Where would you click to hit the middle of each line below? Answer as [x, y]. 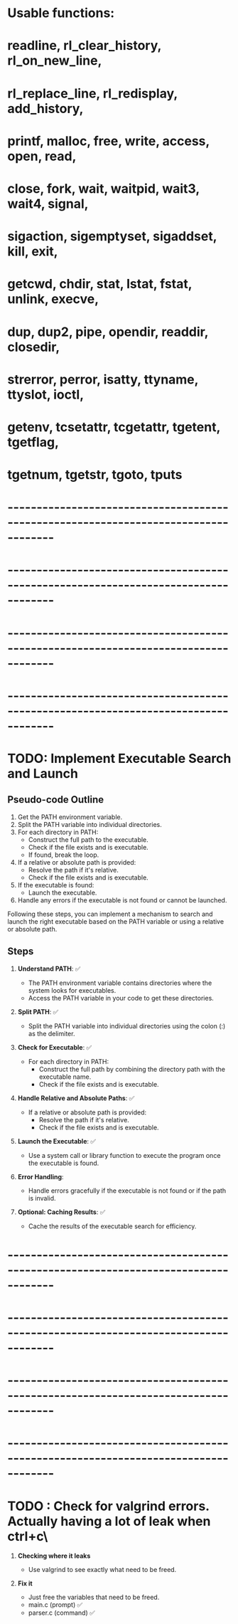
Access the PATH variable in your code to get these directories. [121, 998]
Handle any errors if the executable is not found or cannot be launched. [122, 900]
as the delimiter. [52, 1033]
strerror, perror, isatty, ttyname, [103, 379]
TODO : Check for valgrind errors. [108, 1506]
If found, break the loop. [64, 855]
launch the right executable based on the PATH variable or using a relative [116, 921]
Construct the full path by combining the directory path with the [132, 1069]
